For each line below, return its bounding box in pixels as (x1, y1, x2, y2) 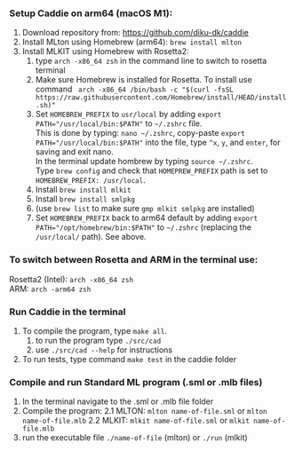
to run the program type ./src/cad (35, 335, 162, 345)
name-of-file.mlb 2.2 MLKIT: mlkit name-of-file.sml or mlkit (21, 415, 251, 426)
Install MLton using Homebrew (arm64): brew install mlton (21, 36, 243, 47)
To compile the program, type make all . (21, 325, 167, 336)
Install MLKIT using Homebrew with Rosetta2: (21, 46, 189, 57)
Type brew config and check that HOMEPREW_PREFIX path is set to (35, 165, 268, 176)
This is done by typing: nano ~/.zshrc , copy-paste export (35, 128, 246, 138)
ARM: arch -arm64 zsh (9, 283, 92, 294)
